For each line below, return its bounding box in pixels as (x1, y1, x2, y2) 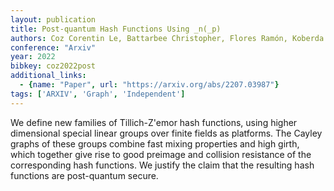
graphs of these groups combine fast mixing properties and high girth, (10, 137, 300, 150)
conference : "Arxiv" (10, 42, 97, 53)
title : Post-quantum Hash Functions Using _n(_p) (10, 24, 222, 34)
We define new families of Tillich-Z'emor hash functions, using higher (10, 116, 298, 128)
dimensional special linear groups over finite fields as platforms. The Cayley (10, 127, 323, 139)
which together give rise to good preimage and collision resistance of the (10, 148, 312, 160)
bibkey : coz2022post (10, 61, 97, 71)
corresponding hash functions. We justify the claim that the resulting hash (10, 159, 315, 171)
